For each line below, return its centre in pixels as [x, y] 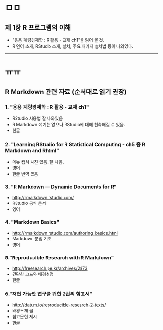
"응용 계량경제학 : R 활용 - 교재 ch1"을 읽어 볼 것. [58, 40]
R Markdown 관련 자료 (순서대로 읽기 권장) [66, 92]
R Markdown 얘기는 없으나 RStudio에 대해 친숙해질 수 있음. [68, 124]
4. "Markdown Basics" [32, 222]
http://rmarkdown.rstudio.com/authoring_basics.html [65, 233]
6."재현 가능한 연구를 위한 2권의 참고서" [49, 294]
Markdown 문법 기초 [32, 238]
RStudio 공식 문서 [29, 203]
